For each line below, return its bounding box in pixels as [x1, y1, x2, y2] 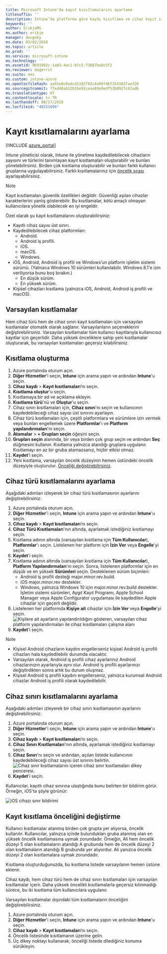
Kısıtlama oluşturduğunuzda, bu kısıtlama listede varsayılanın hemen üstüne [5, 861, 160, 867]
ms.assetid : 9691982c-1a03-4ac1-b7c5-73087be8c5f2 [5, 63, 112, 68]
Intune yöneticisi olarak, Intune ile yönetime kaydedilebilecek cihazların [5, 152, 151, 158]
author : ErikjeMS [5, 26, 42, 31]
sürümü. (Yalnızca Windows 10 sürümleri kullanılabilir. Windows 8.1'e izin [12, 264, 161, 270]
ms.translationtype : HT [5, 91, 55, 96]
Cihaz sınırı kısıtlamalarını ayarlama [5, 692, 118, 701]
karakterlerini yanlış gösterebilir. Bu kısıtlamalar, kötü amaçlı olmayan [5, 198, 146, 204]
